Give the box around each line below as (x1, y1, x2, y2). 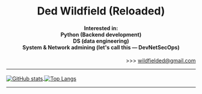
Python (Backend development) (60, 31, 142, 38)
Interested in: (84, 24, 118, 31)
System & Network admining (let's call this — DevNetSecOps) (22, 43, 180, 51)
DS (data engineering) (73, 37, 129, 45)
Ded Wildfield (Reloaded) (37, 4, 165, 18)
